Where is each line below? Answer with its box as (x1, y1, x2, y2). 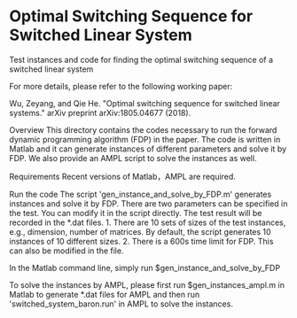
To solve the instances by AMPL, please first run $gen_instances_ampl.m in (9, 279, 285, 290)
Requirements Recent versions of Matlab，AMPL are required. (9, 171, 237, 182)
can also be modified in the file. (9, 245, 124, 256)
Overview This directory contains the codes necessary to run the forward (9, 124, 277, 135)
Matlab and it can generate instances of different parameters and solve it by (9, 143, 286, 154)
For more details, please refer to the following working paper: (9, 81, 233, 91)
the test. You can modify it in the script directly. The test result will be (9, 207, 262, 218)
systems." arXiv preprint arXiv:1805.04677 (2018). (9, 107, 191, 118)
